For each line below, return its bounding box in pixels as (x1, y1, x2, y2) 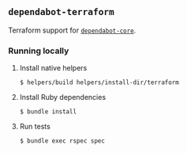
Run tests (19, 122, 51, 132)
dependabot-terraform (8, 6, 114, 18)
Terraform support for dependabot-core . (8, 25, 137, 35)
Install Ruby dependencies (19, 93, 107, 102)
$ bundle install (19, 108, 77, 116)
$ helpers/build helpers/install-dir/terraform (19, 78, 179, 86)
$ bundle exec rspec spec (19, 137, 105, 145)
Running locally (8, 45, 69, 56)
